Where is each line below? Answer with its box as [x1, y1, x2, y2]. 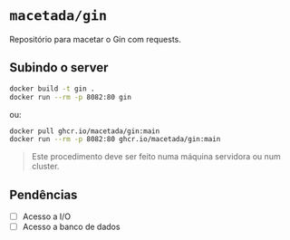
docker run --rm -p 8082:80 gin [9, 92, 131, 101]
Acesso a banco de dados [22, 221, 121, 233]
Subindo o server [9, 60, 109, 75]
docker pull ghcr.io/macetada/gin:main [9, 126, 160, 136]
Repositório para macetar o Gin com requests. [9, 34, 181, 44]
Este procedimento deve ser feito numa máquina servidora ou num [31, 151, 281, 162]
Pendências [9, 187, 78, 202]
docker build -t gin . [9, 84, 95, 93]
